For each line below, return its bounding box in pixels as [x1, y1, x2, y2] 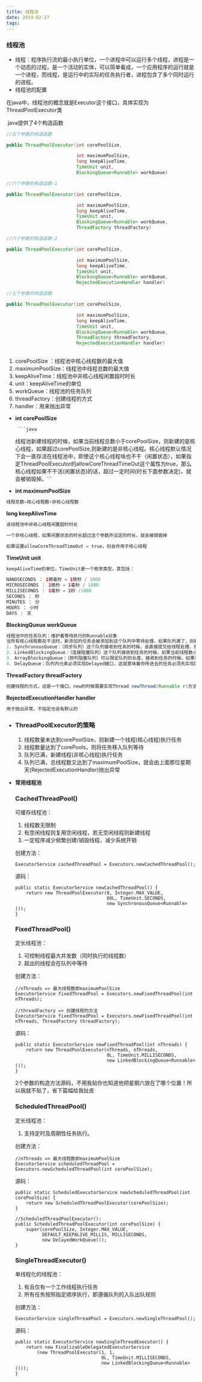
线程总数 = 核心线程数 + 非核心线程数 [6, 499, 79, 505]
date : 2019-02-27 [6, 14, 50, 20]
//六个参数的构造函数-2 [6, 235, 58, 241]
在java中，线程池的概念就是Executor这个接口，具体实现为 [6, 99, 149, 106]
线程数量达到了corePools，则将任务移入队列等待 [23, 743, 144, 750]
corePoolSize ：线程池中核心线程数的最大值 [14, 358, 123, 365]
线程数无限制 [23, 821, 56, 829]
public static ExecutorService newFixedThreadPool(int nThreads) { [14, 1042, 188, 1048]
